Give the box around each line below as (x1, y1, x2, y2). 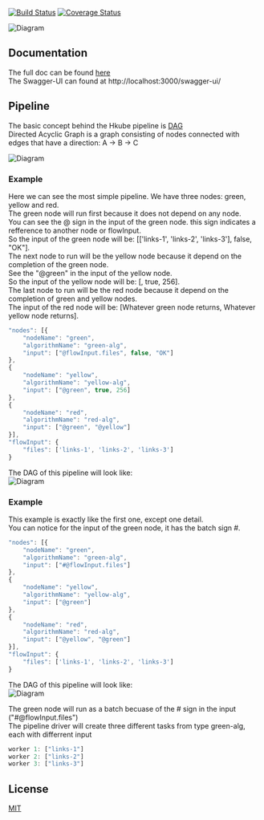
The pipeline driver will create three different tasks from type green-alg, (8, 721, 246, 730)
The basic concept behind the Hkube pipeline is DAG (8, 120, 183, 130)
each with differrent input (8, 729, 92, 739)
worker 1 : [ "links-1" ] (8, 745, 84, 753)
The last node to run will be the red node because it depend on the (8, 285, 229, 294)
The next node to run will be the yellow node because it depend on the (8, 251, 242, 261)
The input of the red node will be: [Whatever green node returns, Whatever (8, 302, 256, 312)
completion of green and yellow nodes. (8, 294, 138, 303)
